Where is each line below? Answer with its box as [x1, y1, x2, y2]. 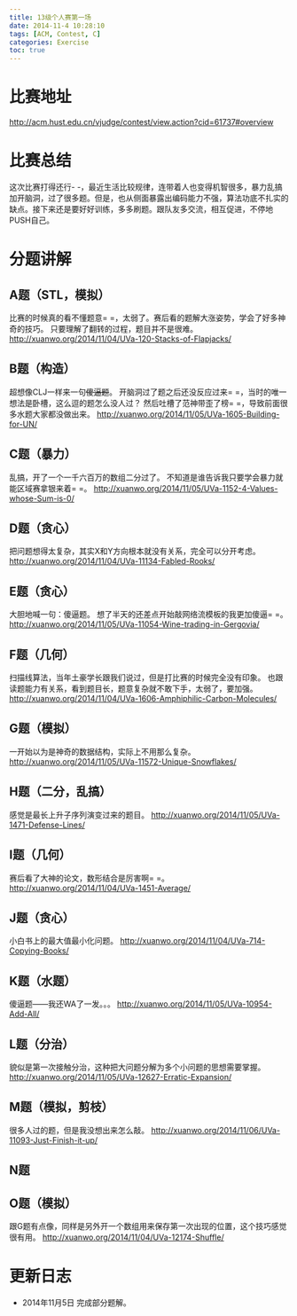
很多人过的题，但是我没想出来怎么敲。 [9, 1124, 149, 1135]
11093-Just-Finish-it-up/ [9, 1134, 98, 1145]
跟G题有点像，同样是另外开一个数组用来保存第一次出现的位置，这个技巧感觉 [9, 1220, 287, 1231]
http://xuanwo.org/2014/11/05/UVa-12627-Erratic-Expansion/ [9, 1071, 232, 1082]
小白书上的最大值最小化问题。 [9, 936, 118, 946]
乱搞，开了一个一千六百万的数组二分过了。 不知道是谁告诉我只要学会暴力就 [9, 472, 284, 482]
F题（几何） [9, 646, 75, 662]
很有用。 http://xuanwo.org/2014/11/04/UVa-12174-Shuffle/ [9, 1232, 224, 1242]
